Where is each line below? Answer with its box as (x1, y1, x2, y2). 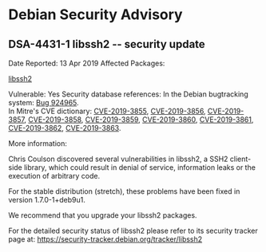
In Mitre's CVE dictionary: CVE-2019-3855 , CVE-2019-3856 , (8, 106, 206, 116)
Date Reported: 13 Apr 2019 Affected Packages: (8, 58, 165, 68)
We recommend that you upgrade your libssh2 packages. (8, 211, 197, 220)
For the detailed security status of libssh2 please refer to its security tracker (8, 226, 258, 235)
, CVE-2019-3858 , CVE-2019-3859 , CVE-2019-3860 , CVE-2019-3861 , (23, 115, 254, 124)
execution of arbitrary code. (8, 171, 101, 180)
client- (229, 154, 252, 163)
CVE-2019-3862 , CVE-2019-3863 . (8, 124, 121, 132)
